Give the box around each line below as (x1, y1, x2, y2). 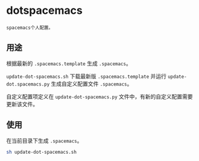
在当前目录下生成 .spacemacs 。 (6, 137, 83, 144)
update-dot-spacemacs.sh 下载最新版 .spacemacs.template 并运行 (6, 72, 167, 80)
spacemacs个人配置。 (6, 25, 53, 31)
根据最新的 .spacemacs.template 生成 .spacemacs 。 (6, 60, 131, 67)
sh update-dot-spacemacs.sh (6, 149, 77, 155)
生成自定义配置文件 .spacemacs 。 (51, 80, 133, 87)
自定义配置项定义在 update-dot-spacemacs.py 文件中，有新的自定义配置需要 (6, 93, 193, 100)
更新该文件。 (6, 100, 38, 107)
